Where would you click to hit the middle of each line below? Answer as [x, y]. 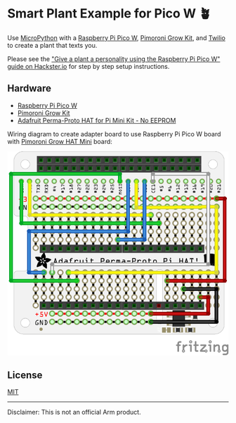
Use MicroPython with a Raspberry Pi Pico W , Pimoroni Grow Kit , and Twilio [117, 38]
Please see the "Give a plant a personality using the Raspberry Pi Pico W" [114, 59]
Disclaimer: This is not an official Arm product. [74, 412]
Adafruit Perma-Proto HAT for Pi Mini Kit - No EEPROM [97, 120]
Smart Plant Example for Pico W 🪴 [110, 14]
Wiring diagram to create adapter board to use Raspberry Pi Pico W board [114, 134]
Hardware [29, 89]
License [25, 375]
